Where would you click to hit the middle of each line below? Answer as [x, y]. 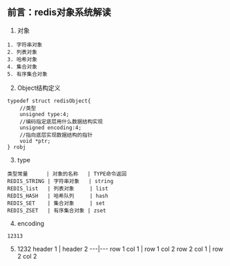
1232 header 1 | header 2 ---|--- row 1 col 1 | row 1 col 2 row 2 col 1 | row [120, 249]
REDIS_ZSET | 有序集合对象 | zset [57, 210]
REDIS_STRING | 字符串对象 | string [60, 181]
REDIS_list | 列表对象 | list [58, 189]
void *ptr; [35, 141]
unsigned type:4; [45, 114]
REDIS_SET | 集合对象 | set [56, 203]
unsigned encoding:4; [50, 127]
